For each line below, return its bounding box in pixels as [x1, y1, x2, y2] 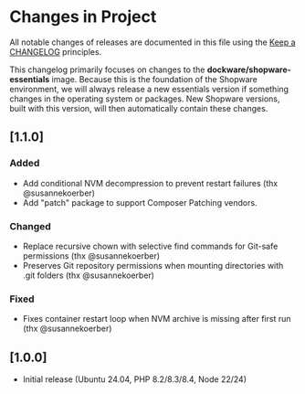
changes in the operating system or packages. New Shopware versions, [9, 93, 280, 104]
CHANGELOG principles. [9, 46, 102, 57]
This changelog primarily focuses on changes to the [9, 64, 205, 75]
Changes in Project [9, 6, 157, 27]
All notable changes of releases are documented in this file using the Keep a [9, 37, 296, 48]
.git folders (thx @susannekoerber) [22, 270, 155, 281]
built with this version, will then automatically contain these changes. [9, 102, 268, 113]
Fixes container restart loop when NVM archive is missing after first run [22, 314, 291, 325]
